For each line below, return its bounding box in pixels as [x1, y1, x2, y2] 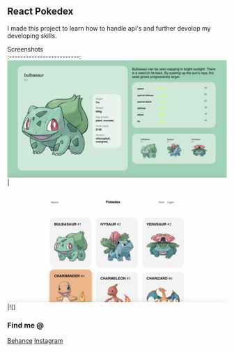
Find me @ [7, 321, 44, 330]
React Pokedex [7, 6, 74, 17]
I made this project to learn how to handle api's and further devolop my [7, 24, 211, 32]
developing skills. [7, 31, 57, 40]
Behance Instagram [7, 336, 63, 344]
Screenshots [7, 45, 44, 53]
